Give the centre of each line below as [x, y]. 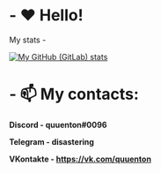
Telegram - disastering [52, 141]
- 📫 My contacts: [74, 94]
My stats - [28, 40]
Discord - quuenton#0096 [58, 124]
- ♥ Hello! [46, 15]
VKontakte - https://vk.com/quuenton [80, 159]
